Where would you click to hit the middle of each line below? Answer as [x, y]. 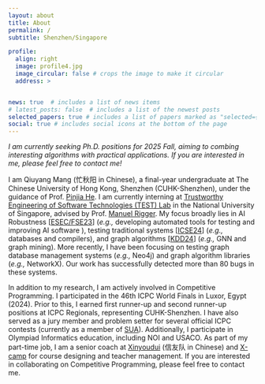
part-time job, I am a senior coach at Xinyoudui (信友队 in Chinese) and [123, 347]
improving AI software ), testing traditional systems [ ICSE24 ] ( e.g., [116, 230]
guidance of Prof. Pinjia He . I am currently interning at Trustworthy [116, 197]
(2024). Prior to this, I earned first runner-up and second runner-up [118, 304]
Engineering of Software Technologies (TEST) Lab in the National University [131, 205]
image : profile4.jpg [49, 67]
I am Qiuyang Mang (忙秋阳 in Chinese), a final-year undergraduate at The [129, 180]
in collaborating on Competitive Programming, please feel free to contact [127, 364]
